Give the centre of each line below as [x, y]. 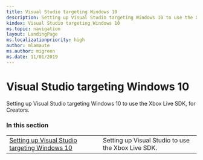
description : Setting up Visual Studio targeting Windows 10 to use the [100, 18]
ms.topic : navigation [34, 29]
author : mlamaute [28, 46]
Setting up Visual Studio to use [146, 140]
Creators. [18, 110]
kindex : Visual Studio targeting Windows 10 [63, 23]
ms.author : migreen [31, 51]
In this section [27, 126]
